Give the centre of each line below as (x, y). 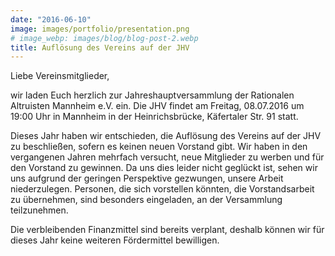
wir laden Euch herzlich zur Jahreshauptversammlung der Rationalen (152, 95)
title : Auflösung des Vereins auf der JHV (100, 47)
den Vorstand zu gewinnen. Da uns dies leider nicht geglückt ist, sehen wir (164, 168)
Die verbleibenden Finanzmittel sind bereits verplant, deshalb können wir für (167, 230)
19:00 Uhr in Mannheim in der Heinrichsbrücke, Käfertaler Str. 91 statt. (154, 117)
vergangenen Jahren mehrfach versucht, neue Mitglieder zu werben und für (167, 157)
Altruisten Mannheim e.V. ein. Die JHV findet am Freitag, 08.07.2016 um (157, 106)
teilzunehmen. (39, 210)
